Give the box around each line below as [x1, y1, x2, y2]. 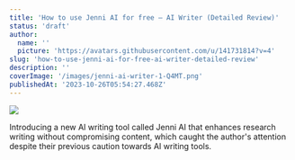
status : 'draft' [9, 22, 70, 31]
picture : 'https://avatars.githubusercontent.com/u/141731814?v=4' [17, 47, 276, 56]
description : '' [9, 64, 70, 73]
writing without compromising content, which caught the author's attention [9, 131, 286, 142]
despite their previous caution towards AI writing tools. [9, 140, 212, 151]
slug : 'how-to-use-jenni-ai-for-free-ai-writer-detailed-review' [9, 55, 259, 64]
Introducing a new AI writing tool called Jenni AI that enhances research [9, 121, 276, 132]
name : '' [17, 38, 50, 48]
